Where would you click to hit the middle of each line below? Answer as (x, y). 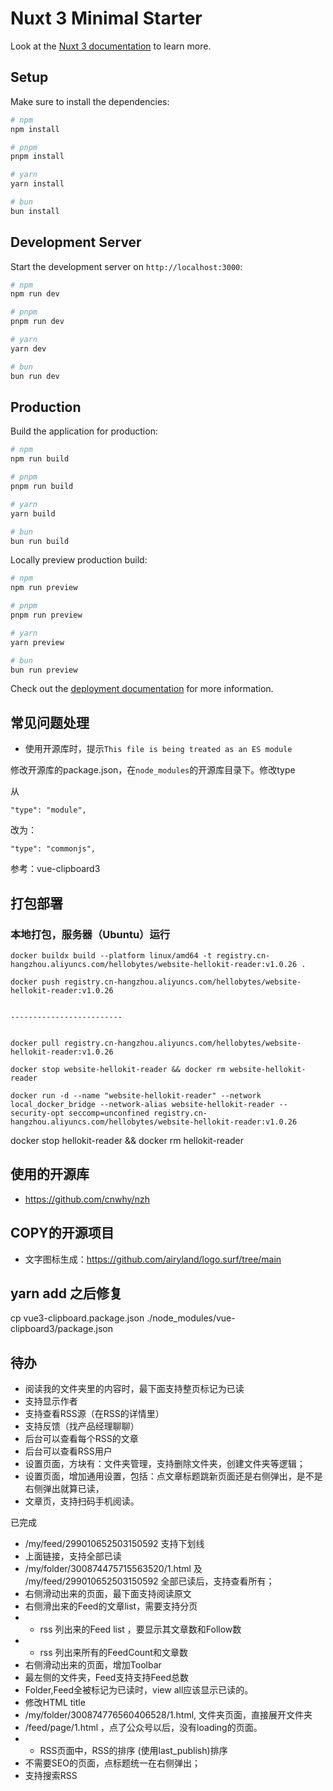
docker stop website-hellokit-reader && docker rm (118, 1069)
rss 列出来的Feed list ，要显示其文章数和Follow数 (140, 1629)
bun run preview (44, 670)
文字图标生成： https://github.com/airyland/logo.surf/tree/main (153, 1259)
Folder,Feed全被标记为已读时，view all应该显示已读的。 (139, 1690)
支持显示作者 (51, 1401)
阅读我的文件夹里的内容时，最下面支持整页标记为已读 (134, 1389)
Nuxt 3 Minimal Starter (106, 18)
